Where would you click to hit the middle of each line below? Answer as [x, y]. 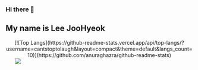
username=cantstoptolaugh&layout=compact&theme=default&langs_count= [99, 49]
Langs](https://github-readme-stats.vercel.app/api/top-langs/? [107, 42]
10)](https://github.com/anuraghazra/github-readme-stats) [99, 55]
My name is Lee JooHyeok [55, 29]
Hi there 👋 [20, 9]
